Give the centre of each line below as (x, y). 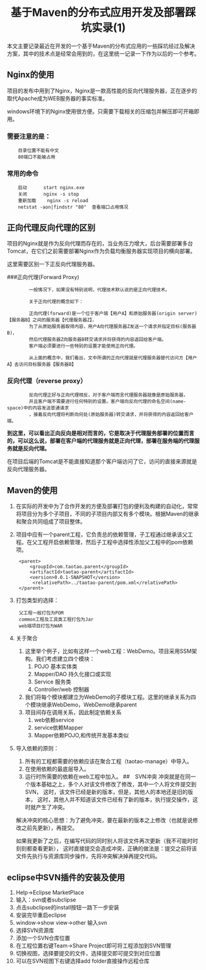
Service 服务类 (53, 682)
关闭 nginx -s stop (49, 194)
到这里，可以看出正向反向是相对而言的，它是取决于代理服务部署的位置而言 (101, 433)
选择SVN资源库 (35, 930)
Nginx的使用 (31, 75)
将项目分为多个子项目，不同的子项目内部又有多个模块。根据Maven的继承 (107, 514)
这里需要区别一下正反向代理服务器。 (53, 264)
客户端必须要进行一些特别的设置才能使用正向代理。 (83, 346)
